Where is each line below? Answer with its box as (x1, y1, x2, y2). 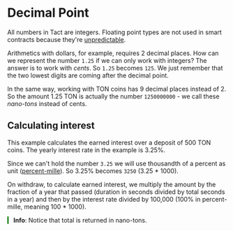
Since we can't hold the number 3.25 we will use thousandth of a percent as (7, 159, 226, 167)
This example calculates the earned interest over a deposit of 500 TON (7, 138, 211, 147)
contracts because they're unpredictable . (7, 35, 126, 43)
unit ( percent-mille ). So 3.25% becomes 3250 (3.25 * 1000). (7, 166, 179, 175)
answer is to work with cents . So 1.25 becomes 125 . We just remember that (7, 64, 223, 72)
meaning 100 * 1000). (24, 202, 87, 211)
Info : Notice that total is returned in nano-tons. (13, 216, 147, 224)
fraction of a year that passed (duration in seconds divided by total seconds (7, 187, 225, 196)
